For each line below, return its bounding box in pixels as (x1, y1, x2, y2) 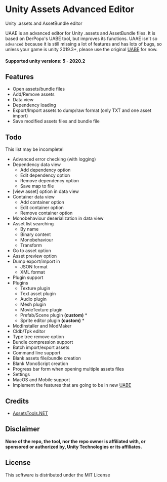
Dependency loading (12, 102, 57, 108)
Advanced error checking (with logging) (12, 156, 96, 163)
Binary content (20, 231, 51, 237)
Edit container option (20, 205, 64, 211)
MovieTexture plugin (20, 307, 63, 313)
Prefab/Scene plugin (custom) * (20, 312, 88, 318)
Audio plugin (20, 296, 47, 302)
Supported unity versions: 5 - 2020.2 (5, 58, 86, 64)
